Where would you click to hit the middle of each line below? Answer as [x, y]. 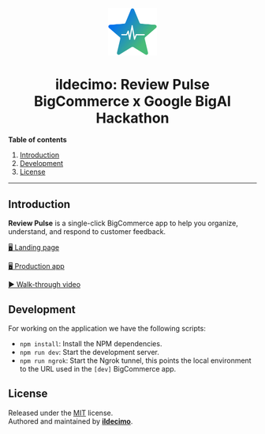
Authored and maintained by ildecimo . [71, 421]
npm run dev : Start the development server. [89, 353]
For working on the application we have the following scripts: [107, 329]
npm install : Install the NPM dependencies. [91, 344]
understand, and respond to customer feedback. [87, 232]
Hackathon [132, 118]
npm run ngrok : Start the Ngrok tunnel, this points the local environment [135, 360]
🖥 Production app [36, 266]
